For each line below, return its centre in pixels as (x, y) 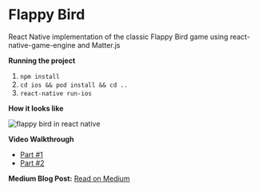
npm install (40, 76)
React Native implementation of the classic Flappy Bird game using (118, 37)
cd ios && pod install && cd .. (73, 85)
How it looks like (36, 108)
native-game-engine (42, 45)
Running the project (42, 60)
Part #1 (32, 154)
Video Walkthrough (41, 139)
